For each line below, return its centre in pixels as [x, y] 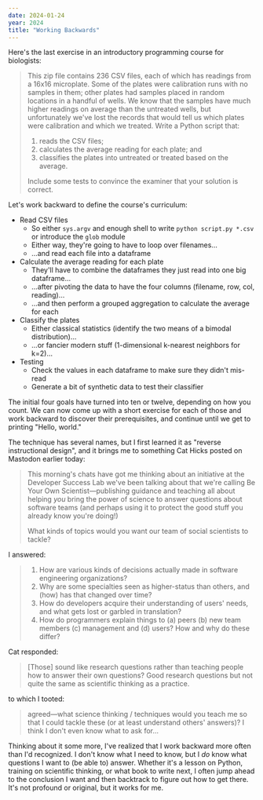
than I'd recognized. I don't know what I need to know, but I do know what [128, 754]
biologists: [25, 60]
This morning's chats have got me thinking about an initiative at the [136, 474]
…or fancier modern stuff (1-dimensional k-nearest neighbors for [136, 345]
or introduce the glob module [78, 237]
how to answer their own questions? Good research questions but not [140, 675]
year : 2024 [26, 23]
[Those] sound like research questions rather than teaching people [135, 667]
